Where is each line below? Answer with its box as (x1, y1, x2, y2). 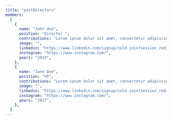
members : (5, 12, 24, 17)
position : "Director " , (18, 31, 70, 36)
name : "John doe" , (18, 27, 58, 32)
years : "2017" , (18, 98, 52, 103)
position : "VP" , (18, 74, 54, 79)
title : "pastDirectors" (5, 7, 56, 13)
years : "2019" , (18, 55, 52, 60)
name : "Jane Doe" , (18, 69, 58, 75)
